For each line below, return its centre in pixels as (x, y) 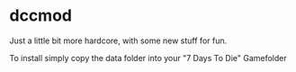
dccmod (40, 16)
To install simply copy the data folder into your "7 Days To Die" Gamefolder (148, 58)
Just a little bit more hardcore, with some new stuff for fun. (118, 40)
